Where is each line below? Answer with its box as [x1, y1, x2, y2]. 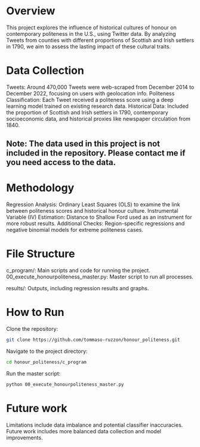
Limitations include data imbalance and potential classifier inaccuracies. [6, 421, 183, 429]
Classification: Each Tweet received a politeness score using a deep [6, 96, 174, 103]
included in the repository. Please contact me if [6, 148, 186, 159]
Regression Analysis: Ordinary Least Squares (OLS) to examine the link [6, 201, 180, 208]
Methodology [6, 181, 75, 195]
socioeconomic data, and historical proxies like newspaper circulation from [6, 115, 191, 122]
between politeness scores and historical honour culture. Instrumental [6, 207, 179, 215]
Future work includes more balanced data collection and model [6, 427, 161, 434]
